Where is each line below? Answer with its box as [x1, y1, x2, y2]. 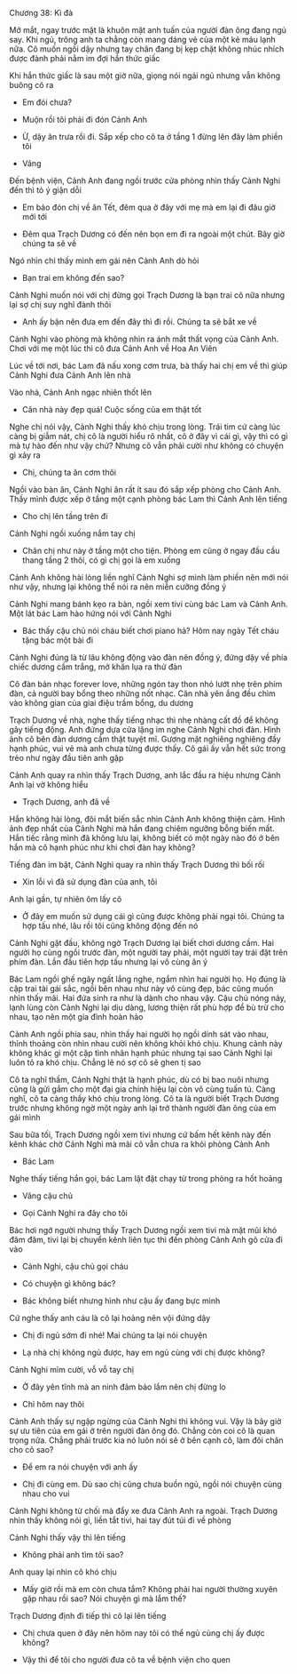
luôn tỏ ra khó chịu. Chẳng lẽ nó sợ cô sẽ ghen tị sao [9, 1057, 201, 1068]
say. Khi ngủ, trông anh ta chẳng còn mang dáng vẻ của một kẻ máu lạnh [9, 35, 277, 44]
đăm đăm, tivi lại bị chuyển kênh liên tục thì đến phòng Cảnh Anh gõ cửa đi [9, 1235, 284, 1245]
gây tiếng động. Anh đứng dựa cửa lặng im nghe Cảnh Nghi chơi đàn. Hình [9, 725, 281, 734]
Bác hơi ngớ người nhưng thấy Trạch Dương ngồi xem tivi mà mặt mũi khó [9, 1225, 277, 1235]
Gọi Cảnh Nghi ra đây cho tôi [21, 1208, 129, 1218]
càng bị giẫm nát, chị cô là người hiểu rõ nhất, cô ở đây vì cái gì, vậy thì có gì [9, 431, 288, 441]
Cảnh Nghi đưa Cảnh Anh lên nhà [9, 370, 131, 380]
